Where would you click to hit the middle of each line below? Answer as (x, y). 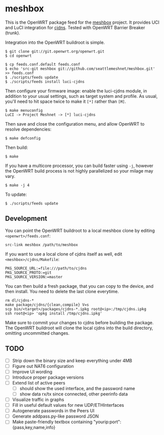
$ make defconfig (23, 138)
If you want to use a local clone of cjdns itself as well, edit (64, 254)
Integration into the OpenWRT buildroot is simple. (55, 42)
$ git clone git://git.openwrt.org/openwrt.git (55, 51)
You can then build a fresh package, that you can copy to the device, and (79, 286)
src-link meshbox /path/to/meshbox (42, 245)
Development (26, 219)
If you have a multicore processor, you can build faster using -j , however (79, 166)
